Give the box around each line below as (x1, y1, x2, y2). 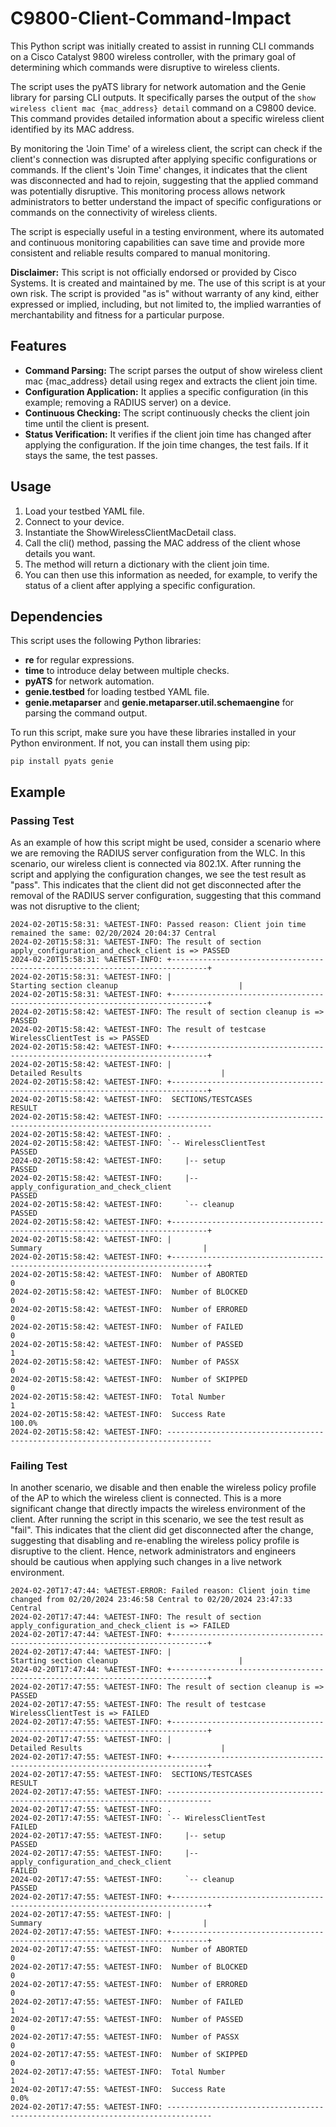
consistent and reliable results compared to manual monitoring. (10, 247, 271, 259)
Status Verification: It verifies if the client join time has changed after (24, 428, 312, 440)
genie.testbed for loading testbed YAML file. (24, 686, 210, 698)
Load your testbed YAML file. (24, 505, 145, 517)
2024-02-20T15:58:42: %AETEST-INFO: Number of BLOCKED (10, 1287, 248, 1297)
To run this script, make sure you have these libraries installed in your (10, 727, 297, 739)
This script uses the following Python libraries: (10, 635, 202, 647)
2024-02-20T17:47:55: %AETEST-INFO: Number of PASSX (10, 2032, 240, 2042)
